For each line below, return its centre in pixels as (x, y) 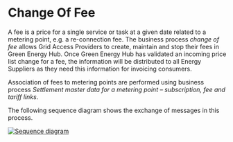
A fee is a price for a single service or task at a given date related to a (107, 32)
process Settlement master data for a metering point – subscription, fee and (117, 89)
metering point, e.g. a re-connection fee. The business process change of (114, 39)
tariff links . (23, 97)
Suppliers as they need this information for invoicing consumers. (100, 69)
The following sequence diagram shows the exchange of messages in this (114, 110)
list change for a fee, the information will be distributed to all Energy (105, 61)
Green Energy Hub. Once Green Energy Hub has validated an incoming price (117, 54)
